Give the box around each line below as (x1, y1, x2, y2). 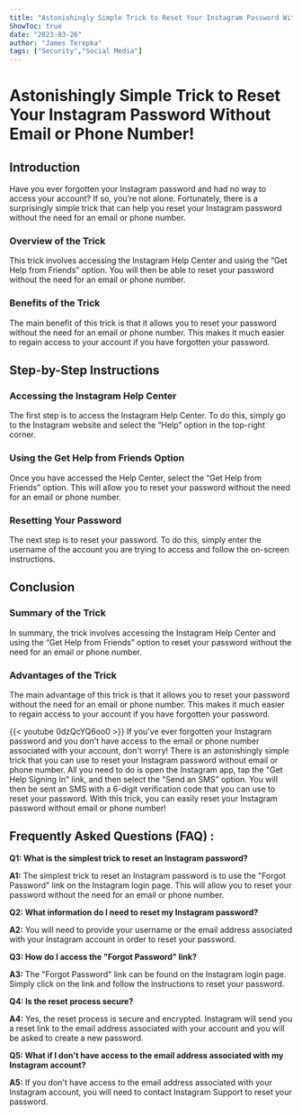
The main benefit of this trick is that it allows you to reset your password (9, 317, 277, 328)
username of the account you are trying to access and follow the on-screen (9, 544, 289, 554)
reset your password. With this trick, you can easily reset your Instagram (9, 792, 279, 803)
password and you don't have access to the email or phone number (9, 736, 260, 746)
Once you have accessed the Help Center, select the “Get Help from (9, 472, 262, 483)
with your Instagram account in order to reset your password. (9, 934, 236, 945)
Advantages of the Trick (9, 669, 117, 681)
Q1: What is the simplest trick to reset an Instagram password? (9, 853, 249, 864)
